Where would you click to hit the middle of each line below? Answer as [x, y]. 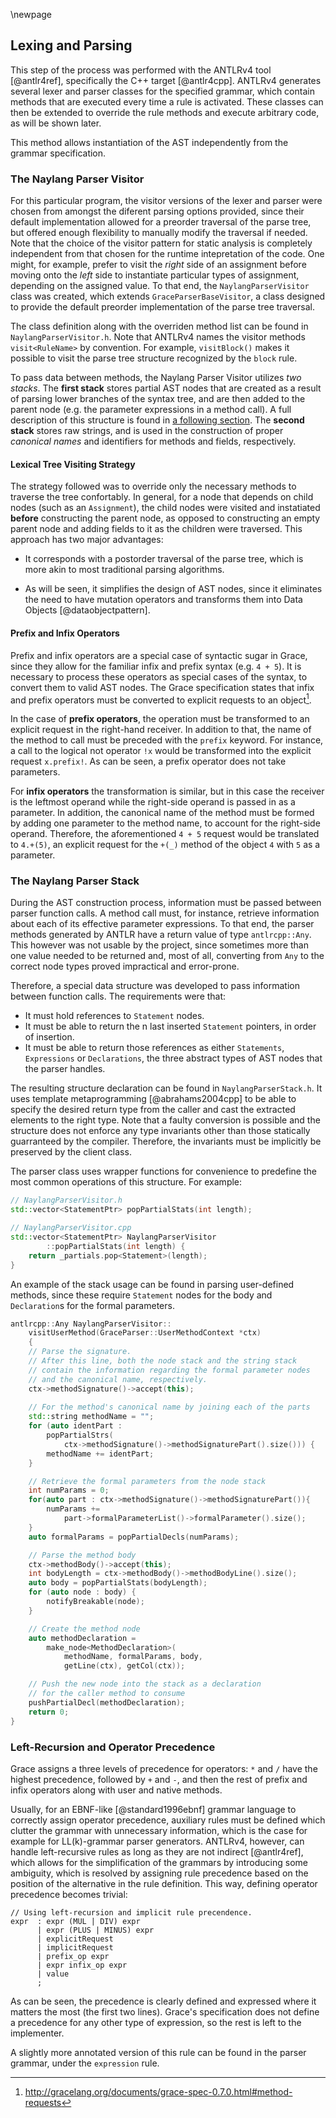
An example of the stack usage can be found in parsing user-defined [152, 1284]
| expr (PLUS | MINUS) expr [95, 1930]
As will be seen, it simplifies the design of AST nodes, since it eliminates [173, 589]
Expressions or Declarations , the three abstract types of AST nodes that [173, 1058]
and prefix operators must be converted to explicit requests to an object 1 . [161, 699]
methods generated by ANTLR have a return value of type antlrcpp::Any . [161, 935]
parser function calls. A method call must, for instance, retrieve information [165, 913]
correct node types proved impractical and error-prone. [125, 966]
